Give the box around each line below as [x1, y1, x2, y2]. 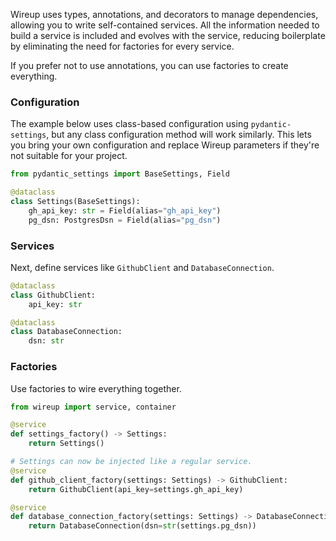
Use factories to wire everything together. [10, 382, 182, 394]
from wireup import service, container [10, 402, 177, 412]
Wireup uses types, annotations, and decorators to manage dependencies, [10, 9, 319, 20]
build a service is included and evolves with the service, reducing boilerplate [10, 30, 326, 41]
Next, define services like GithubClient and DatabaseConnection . [10, 261, 275, 273]
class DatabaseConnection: [10, 327, 123, 337]
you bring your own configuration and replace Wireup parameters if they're [10, 139, 320, 151]
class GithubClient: [10, 290, 97, 300]
